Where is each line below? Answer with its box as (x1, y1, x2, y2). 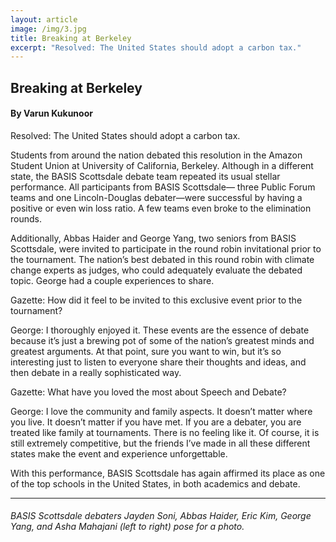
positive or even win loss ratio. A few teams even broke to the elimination (10, 202, 312, 214)
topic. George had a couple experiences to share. (10, 274, 215, 286)
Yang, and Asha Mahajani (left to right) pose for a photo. (10, 520, 245, 532)
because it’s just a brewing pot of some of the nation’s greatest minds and (10, 334, 315, 346)
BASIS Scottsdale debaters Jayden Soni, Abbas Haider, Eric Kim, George (10, 509, 312, 521)
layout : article (10, 14, 78, 25)
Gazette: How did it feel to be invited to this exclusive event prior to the (10, 294, 303, 306)
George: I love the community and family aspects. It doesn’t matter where (10, 405, 313, 417)
